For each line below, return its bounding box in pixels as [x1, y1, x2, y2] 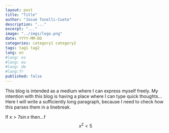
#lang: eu [5, 60, 26, 65]
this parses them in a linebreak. [5, 104, 71, 110]
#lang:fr [5, 69, 24, 74]
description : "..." [5, 21, 47, 27]
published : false [5, 74, 42, 79]
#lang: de [5, 64, 26, 69]
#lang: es [5, 55, 26, 60]
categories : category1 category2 [5, 41, 76, 46]
